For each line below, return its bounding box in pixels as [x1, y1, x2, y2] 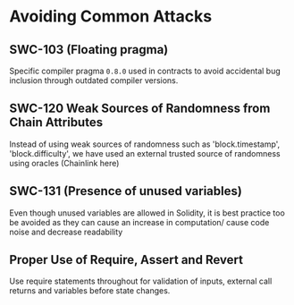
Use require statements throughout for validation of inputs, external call [9, 275, 273, 287]
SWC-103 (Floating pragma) [9, 42, 169, 57]
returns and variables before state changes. [9, 285, 171, 296]
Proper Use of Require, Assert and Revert [9, 252, 244, 267]
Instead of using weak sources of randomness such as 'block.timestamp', [9, 139, 281, 149]
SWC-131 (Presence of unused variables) [9, 183, 243, 199]
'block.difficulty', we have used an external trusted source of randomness [9, 148, 281, 158]
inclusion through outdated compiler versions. [9, 75, 179, 86]
